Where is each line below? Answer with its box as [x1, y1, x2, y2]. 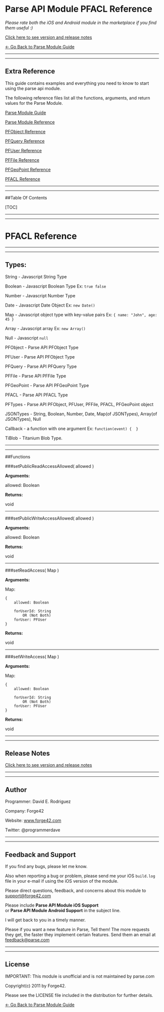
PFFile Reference [5, 157, 40, 163]
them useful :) [5, 24, 33, 30]
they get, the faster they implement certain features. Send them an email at [5, 932, 156, 938]
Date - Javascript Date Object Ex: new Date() [5, 302, 95, 308]
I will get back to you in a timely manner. [5, 917, 86, 923]
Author [5, 785, 27, 794]
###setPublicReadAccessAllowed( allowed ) [5, 463, 94, 469]
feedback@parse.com [5, 937, 50, 942]
